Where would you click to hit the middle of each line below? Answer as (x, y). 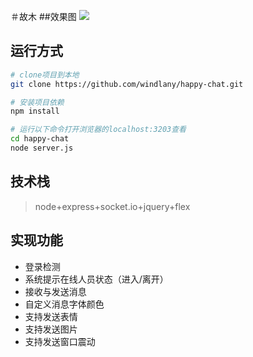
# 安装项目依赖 (37, 102)
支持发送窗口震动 (60, 341)
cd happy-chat (40, 139)
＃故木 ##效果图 (43, 16)
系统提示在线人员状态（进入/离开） (96, 279)
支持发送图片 (51, 329)
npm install (35, 111)
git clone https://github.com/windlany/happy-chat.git (127, 84)
